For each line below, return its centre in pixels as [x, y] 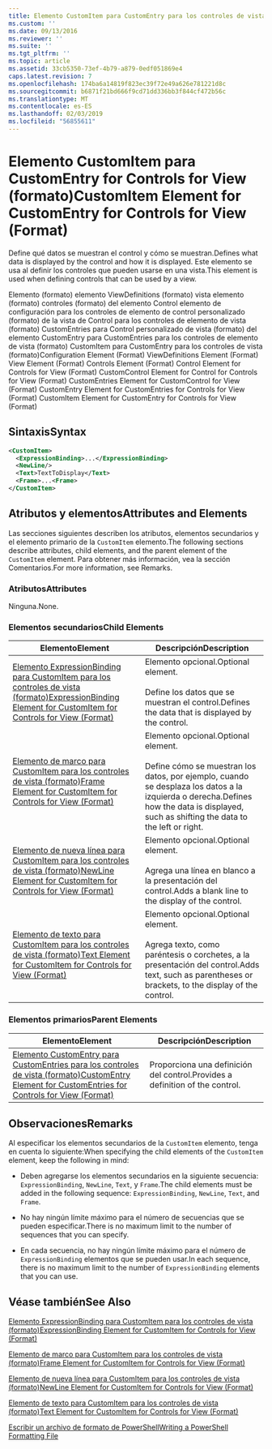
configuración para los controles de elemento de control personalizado [127, 311]
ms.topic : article [39, 62]
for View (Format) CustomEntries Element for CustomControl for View [124, 380]
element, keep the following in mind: [69, 1160]
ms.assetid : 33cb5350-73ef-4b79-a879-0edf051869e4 [96, 69]
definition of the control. [195, 1085]
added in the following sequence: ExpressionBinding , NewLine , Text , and [140, 1194]
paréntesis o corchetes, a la [197, 955]
